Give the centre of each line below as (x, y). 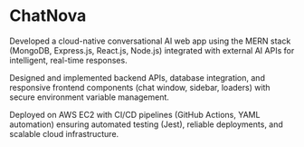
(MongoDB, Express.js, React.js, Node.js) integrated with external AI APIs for (152, 50)
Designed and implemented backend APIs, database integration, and (137, 77)
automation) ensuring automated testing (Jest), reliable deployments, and (146, 124)
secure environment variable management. (90, 97)
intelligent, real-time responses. (69, 60)
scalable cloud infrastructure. (64, 133)
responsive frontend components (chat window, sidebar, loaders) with (140, 87)
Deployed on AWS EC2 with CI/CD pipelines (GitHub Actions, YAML (135, 114)
